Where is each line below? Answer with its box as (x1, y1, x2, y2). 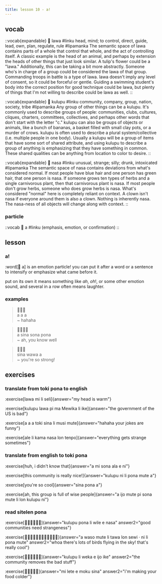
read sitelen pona (5, 508, 47, 515)
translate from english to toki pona (5, 452, 88, 459)
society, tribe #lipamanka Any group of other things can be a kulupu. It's (5, 104, 149, 110)
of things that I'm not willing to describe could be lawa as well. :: (5, 89, 133, 95)
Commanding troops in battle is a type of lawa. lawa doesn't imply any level (5, 74, 156, 80)
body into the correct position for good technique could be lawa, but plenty (5, 84, 155, 90)
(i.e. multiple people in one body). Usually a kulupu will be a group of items (5, 135, 154, 141)
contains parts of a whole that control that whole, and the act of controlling (5, 48, 154, 54)
